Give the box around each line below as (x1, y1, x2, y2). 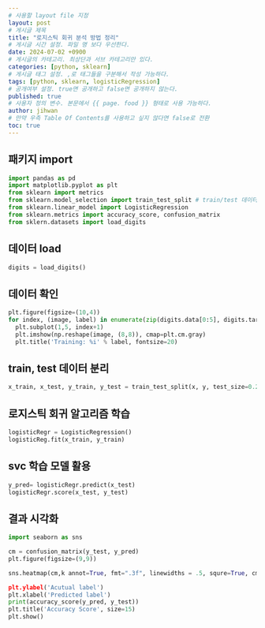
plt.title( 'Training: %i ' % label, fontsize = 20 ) (15, 338, 178, 346)
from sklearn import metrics (8, 189, 104, 197)
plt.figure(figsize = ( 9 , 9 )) (8, 555, 97, 563)
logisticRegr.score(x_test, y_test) (8, 488, 129, 496)
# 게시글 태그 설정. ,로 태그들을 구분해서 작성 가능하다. (8, 70, 170, 78)
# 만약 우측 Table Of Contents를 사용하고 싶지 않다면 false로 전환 (8, 114, 210, 122)
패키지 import (8, 153, 73, 166)
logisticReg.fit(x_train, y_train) (8, 435, 125, 443)
